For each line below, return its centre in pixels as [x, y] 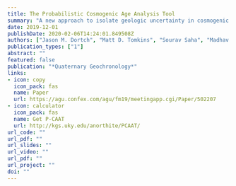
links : [17, 73]
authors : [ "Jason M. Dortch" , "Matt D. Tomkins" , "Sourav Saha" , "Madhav [118, 40]
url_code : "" [26, 132]
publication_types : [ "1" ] [45, 47]
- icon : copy [26, 80]
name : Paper [31, 93]
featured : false [31, 60]
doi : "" [19, 172]
